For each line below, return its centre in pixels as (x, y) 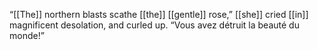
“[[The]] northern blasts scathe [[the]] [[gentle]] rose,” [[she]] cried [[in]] (159, 14)
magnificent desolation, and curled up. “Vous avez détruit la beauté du (154, 25)
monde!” (27, 35)
